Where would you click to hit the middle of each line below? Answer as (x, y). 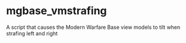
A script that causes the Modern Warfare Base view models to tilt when (93, 27)
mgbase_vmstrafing (56, 11)
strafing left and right (32, 33)
